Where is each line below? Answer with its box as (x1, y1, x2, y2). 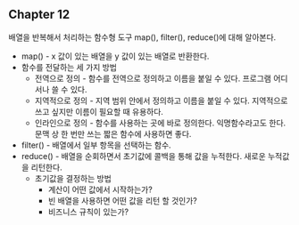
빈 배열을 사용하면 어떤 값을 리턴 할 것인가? (47, 195, 197, 205)
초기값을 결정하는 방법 (34, 173, 112, 183)
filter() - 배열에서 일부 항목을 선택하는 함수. (21, 140, 171, 150)
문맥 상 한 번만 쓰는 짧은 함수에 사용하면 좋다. (34, 128, 192, 139)
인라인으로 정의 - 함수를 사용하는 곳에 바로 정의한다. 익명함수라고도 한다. (34, 117, 287, 128)
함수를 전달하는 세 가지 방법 (21, 61, 118, 72)
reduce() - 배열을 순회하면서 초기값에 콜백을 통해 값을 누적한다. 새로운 (21, 150, 267, 161)
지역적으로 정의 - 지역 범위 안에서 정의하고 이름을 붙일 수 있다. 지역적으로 (34, 95, 288, 106)
